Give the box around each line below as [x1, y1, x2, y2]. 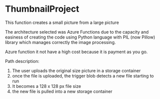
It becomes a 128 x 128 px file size [12, 83, 81, 89]
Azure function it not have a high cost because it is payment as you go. [5, 49, 148, 55]
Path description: [5, 58, 40, 64]
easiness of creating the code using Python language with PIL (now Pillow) [5, 34, 155, 40]
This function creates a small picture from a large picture [5, 20, 120, 25]
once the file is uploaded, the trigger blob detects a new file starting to [12, 73, 154, 79]
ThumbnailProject [5, 3, 80, 15]
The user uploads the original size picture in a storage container [12, 67, 141, 74]
